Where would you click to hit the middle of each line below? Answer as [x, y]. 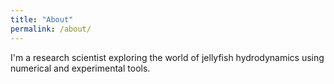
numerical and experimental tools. [80, 68]
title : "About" [42, 19]
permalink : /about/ [51, 29]
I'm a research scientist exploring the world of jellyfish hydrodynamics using [167, 57]
